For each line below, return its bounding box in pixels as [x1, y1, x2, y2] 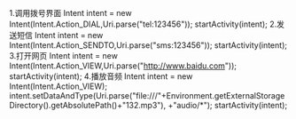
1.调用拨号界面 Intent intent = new [9, 8, 132, 18]
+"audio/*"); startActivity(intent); [167, 100, 288, 110]
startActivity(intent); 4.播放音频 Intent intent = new [9, 71, 193, 82]
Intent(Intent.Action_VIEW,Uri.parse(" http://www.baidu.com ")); [9, 60, 238, 71]
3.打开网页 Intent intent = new [9, 51, 118, 60]
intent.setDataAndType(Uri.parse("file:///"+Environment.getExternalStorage [9, 91, 285, 100]
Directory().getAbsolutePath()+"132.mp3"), [9, 100, 167, 110]
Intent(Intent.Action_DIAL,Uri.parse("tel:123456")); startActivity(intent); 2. [9, 19, 277, 29]
